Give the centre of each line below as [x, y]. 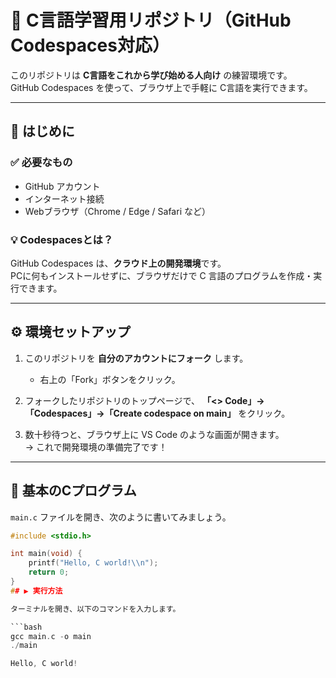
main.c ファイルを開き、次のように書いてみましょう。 [121, 517]
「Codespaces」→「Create [83, 413]
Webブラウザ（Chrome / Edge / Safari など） [117, 211]
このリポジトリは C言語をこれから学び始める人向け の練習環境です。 [151, 75]
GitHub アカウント [62, 186]
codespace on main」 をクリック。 [217, 413]
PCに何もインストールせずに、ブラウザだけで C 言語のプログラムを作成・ [162, 275]
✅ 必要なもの [41, 163]
